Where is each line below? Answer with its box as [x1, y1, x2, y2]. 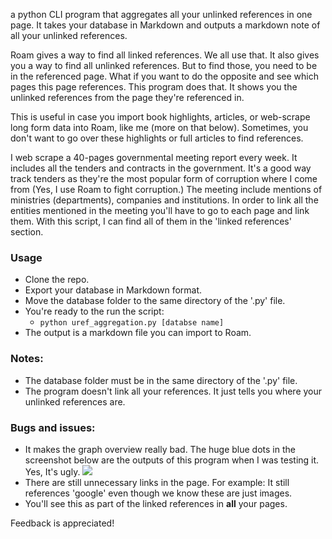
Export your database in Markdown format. [24, 284, 203, 296]
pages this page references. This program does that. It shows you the [10, 81, 298, 93]
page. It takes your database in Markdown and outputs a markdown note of [10, 19, 321, 31]
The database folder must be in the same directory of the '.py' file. [24, 374, 298, 386]
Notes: [10, 352, 44, 366]
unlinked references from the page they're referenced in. [10, 92, 245, 103]
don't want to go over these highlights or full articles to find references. [10, 132, 304, 144]
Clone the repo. [24, 274, 90, 286]
